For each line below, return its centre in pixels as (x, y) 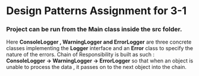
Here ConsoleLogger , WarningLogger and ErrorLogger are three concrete (99, 42)
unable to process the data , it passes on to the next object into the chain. (96, 67)
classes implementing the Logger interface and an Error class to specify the (100, 48)
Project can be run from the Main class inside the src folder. (94, 29)
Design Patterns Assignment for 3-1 (97, 11)
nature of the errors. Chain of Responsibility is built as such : (80, 55)
